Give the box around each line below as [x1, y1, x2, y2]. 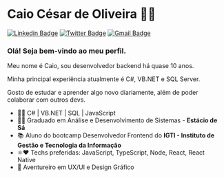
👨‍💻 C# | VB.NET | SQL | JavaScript [17, 109, 116, 118]
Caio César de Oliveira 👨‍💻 [7, 6, 156, 22]
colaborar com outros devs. [7, 96, 86, 104]
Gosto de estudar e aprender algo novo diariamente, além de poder [7, 89, 198, 97]
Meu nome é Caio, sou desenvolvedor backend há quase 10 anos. [7, 62, 194, 70]
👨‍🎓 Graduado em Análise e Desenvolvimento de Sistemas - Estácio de [17, 116, 218, 124]
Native [17, 156, 36, 164]
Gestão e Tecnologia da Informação [17, 141, 122, 150]
